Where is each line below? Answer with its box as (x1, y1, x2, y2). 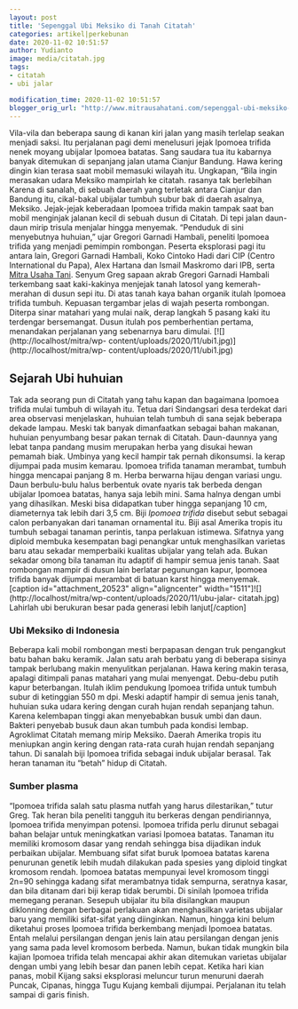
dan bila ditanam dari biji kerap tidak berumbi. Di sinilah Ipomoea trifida (9, 885, 269, 896)
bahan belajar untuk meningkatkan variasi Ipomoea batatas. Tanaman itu (9, 829, 275, 839)
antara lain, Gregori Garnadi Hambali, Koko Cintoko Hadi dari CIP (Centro (9, 251, 275, 261)
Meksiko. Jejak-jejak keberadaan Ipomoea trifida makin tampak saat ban (9, 204, 274, 214)
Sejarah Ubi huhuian (9, 371, 124, 386)
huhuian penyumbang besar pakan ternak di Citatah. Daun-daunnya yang (9, 432, 278, 443)
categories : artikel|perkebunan (9, 29, 129, 38)
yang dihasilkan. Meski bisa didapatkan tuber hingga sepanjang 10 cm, (9, 499, 268, 509)
